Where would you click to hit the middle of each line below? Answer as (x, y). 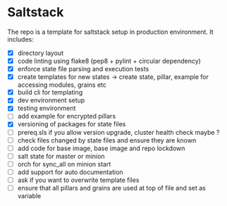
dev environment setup (51, 100)
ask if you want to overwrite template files (78, 180)
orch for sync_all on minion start (64, 164)
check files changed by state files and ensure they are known (107, 140)
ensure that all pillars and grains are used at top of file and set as (111, 188)
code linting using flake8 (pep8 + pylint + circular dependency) (109, 61)
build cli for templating (50, 92)
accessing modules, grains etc (62, 85)
